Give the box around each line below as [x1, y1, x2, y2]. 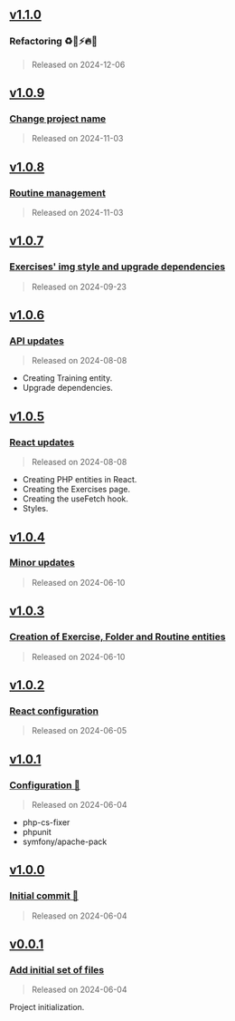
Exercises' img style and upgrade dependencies [9, 260, 226, 273]
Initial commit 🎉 [9, 890, 79, 902]
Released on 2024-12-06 [31, 59, 126, 70]
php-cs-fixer [22, 816, 70, 828]
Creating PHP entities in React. [22, 474, 137, 485]
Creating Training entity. [22, 373, 113, 384]
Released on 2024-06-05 [31, 725, 127, 736]
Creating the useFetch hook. [22, 493, 129, 504]
